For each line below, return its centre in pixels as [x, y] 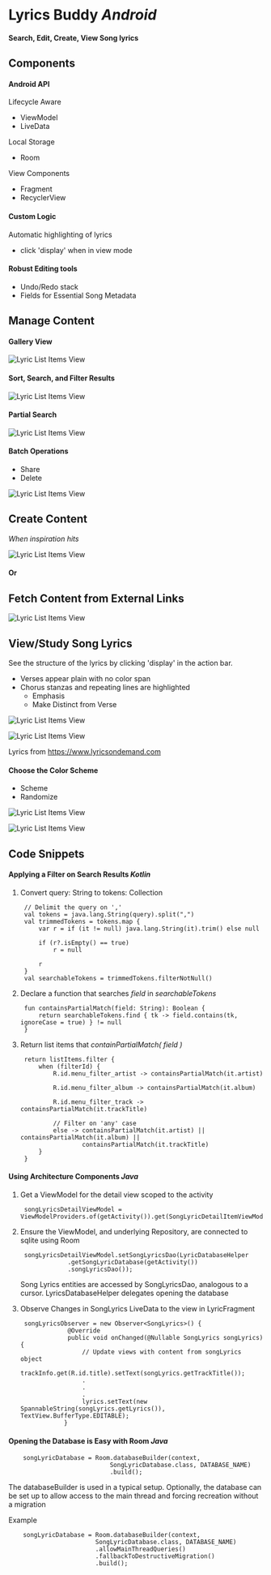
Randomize [39, 797]
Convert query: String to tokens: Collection [91, 892]
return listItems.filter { [69, 1059]
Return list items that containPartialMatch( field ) [101, 1045]
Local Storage [32, 142]
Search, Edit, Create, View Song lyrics [74, 37]
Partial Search [33, 414]
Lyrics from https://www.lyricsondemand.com [85, 752]
